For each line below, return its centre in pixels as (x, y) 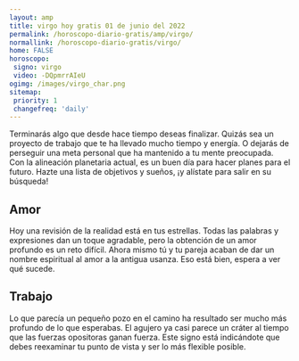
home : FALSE (31, 51)
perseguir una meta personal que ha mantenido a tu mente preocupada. (141, 153)
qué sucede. (32, 269)
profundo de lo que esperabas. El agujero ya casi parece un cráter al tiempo (149, 327)
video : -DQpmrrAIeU (50, 76)
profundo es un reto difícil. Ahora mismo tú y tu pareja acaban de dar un (142, 250)
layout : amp (31, 17)
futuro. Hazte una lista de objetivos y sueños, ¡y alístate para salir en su (141, 172)
